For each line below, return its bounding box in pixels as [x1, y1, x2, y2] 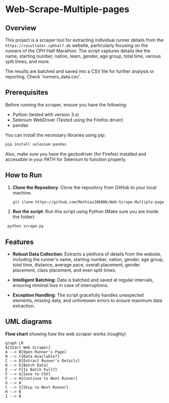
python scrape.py [7, 224, 44, 229]
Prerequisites [5, 88, 48, 97]
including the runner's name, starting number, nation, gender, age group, [12, 257, 164, 263]
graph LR [5, 340, 24, 345]
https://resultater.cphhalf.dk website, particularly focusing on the [5, 42, 148, 48]
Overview [5, 24, 37, 32]
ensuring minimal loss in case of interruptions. [12, 282, 109, 288]
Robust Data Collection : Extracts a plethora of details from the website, [12, 251, 162, 257]
